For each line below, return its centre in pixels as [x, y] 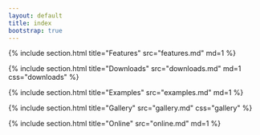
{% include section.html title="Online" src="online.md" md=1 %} [115, 124]
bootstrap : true [35, 30]
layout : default [35, 16]
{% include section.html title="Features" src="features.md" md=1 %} [122, 54]
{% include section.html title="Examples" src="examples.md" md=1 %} [126, 93]
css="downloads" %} [44, 77]
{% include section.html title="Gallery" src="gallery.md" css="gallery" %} [130, 108]
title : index [30, 23]
